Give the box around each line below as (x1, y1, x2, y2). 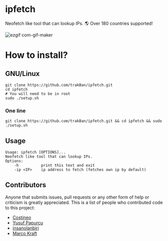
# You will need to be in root (5, 91, 70, 96)
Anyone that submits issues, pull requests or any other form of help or (5, 194, 149, 200)
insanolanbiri (12, 225, 39, 231)
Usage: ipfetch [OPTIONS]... (5, 150, 66, 155)
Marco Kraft (12, 230, 37, 236)
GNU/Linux (5, 69, 40, 78)
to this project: (5, 204, 35, 210)
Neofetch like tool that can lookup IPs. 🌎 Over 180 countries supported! (5, 20, 153, 26)
